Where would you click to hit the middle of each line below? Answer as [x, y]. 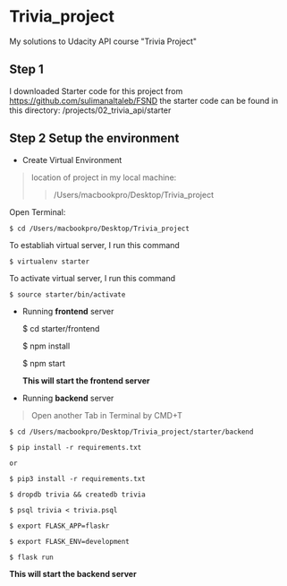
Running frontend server [68, 311]
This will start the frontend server [86, 380]
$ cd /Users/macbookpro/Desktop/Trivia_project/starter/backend [131, 432]
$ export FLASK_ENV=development [69, 541]
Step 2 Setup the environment [94, 138]
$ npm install [46, 346]
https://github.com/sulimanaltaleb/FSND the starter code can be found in [144, 100]
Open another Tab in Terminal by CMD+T [107, 415]
